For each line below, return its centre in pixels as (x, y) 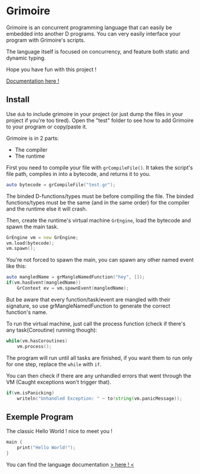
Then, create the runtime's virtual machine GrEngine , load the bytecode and (99, 220)
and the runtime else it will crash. (47, 209)
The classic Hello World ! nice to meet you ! (60, 431)
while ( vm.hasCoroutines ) (37, 341)
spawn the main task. (32, 227)
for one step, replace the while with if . (54, 364)
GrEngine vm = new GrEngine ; (42, 237)
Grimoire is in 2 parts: (33, 138)
